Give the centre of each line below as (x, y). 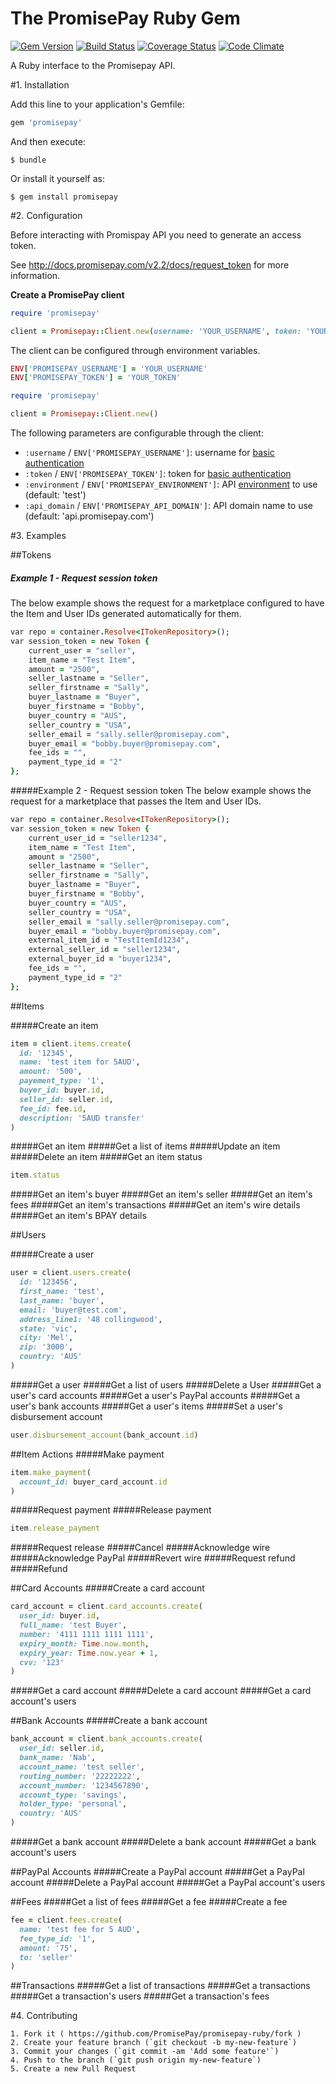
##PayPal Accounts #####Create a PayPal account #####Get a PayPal (157, 1872)
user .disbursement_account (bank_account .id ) (104, 1435)
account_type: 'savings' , (73, 1795)
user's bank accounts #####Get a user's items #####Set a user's (146, 1406)
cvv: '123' (42, 1662)
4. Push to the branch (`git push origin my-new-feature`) (136, 2060)
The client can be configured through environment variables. (135, 350)
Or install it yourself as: (57, 178)
